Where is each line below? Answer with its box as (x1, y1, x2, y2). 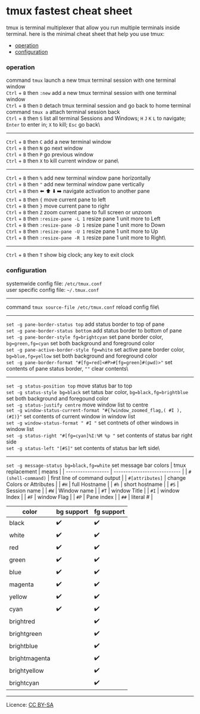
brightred (9, 617, 36, 626)
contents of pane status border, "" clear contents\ (6, 365, 129, 372)
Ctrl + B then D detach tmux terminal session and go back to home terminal (6, 102, 191, 109)
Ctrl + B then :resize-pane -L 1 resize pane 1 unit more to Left (6, 215, 161, 222)
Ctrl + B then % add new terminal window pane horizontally (6, 174, 151, 181)
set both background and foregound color (6, 395, 109, 402)
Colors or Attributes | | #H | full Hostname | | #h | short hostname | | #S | (6, 481, 179, 488)
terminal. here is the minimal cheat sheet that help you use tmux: (6, 30, 165, 37)
